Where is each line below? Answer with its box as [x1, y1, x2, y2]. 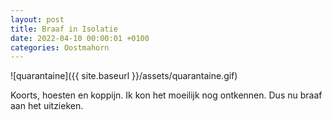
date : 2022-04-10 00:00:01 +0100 [10, 33, 150, 43]
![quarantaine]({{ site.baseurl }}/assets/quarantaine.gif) [10, 70, 238, 82]
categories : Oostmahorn [10, 42, 110, 53]
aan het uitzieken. [10, 100, 84, 112]
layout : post [10, 14, 65, 25]
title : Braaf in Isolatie [10, 24, 118, 34]
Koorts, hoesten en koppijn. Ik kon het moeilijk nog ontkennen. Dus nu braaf [10, 89, 323, 101]
